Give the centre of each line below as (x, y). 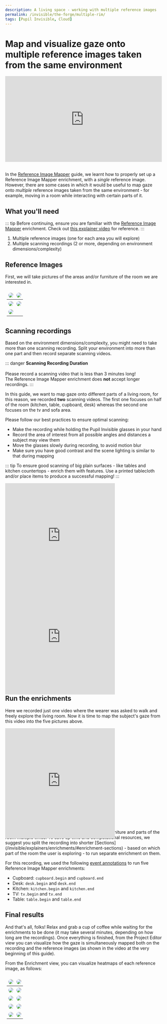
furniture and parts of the (134, 832)
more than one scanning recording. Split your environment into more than (80, 348)
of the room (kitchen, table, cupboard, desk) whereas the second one (76, 405)
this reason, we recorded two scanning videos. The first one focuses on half (83, 399)
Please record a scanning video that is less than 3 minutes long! (70, 374)
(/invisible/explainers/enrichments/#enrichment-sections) (64, 848)
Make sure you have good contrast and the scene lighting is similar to (83, 451)
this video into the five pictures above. (44, 721)
